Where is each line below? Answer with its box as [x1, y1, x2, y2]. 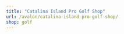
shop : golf [6, 19, 33, 25]
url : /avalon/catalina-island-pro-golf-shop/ [6, 14, 118, 20]
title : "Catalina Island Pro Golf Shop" [6, 8, 106, 14]
